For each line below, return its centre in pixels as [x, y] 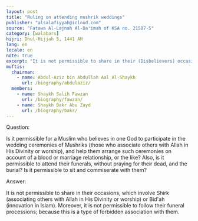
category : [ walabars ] [33, 34]
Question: [18, 127]
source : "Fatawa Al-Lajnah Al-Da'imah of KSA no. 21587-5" [80, 28]
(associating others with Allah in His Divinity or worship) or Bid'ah [85, 199]
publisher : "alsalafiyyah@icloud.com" [54, 22]
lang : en [17, 45]
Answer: [16, 181]
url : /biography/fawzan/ [52, 99]
